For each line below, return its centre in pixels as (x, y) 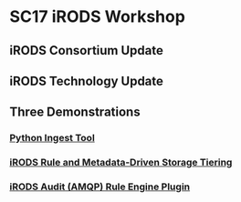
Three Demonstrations (75, 112)
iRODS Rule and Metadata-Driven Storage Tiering (121, 163)
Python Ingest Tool (52, 138)
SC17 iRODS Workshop (97, 17)
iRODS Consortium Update (87, 50)
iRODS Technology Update (87, 81)
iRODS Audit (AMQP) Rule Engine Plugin (100, 187)
